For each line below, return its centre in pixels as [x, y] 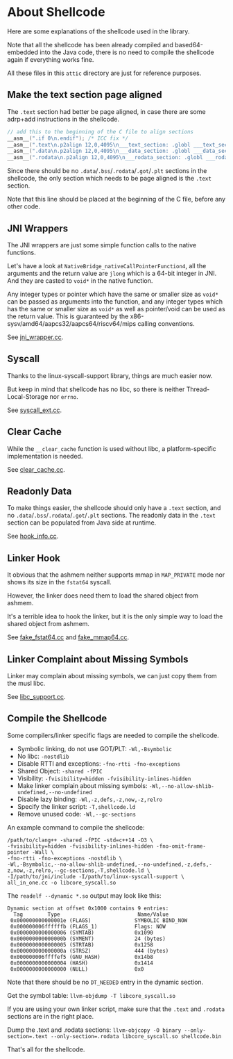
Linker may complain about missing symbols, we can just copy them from [112, 676]
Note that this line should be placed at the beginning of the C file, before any [116, 199]
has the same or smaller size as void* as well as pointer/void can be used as [116, 309]
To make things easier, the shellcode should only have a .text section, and [114, 508]
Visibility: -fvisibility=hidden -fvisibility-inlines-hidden [104, 778]
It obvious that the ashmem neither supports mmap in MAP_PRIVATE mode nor [116, 575]
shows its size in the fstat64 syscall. [60, 582]
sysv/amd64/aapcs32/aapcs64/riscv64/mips [72, 323]
